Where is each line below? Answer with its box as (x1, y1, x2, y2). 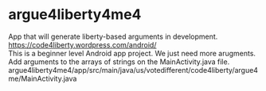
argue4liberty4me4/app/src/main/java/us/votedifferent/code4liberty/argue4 (8, 65, 259, 74)
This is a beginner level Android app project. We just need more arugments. (8, 48, 256, 58)
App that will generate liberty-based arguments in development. (8, 32, 218, 41)
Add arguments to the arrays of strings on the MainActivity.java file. (8, 57, 230, 66)
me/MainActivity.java (8, 74, 77, 83)
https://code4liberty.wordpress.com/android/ (8, 40, 157, 49)
